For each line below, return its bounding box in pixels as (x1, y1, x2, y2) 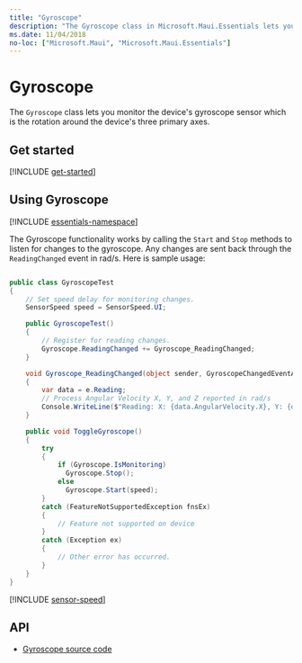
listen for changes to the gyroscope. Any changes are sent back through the (9, 243, 292, 254)
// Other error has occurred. (57, 552, 171, 562)
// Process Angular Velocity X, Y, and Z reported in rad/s (41, 394, 271, 403)
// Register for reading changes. (41, 336, 171, 345)
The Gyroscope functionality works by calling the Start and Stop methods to (9, 233, 292, 244)
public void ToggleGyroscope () (25, 426, 143, 436)
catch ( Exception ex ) (41, 536, 123, 545)
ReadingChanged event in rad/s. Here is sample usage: (9, 253, 206, 264)
